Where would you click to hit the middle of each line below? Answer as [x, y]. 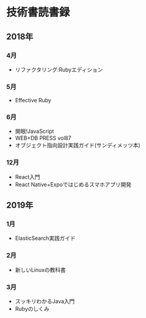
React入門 [27, 177]
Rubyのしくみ [32, 309]
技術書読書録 [38, 12]
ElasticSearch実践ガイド [45, 238]
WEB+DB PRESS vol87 [43, 138]
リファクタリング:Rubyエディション [59, 70]
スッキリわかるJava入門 [45, 301]
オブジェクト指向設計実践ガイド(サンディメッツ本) [78, 145]
